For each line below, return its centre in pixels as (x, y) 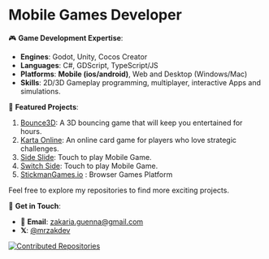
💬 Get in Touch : (35, 205)
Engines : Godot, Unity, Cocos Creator (84, 56)
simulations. (40, 91)
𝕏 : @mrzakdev (45, 230)
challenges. (39, 149)
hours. (31, 131)
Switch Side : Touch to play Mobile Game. (89, 166)
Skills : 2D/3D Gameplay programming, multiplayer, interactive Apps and (141, 82)
